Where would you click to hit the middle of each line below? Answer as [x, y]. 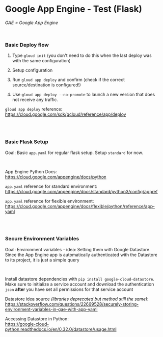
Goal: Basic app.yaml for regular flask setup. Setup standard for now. [74, 153]
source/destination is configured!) [46, 85]
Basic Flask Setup [27, 142]
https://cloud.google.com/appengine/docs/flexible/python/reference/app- [80, 206]
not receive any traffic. [35, 100]
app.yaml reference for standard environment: [51, 186]
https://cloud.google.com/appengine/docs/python [56, 177]
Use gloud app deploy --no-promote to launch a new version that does [83, 95]
